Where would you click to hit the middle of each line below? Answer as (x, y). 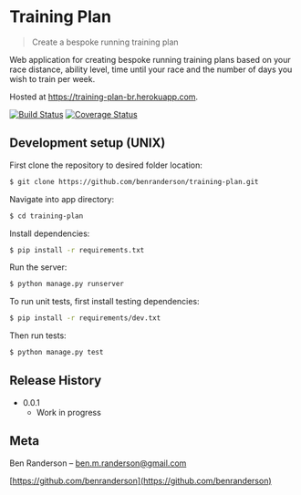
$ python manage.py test (57, 353)
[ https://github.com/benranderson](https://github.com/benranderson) (140, 480)
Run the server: (38, 267)
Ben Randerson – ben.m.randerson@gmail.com (98, 463)
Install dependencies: (50, 233)
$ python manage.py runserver (67, 284)
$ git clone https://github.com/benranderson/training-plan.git (134, 181)
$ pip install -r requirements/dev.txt (85, 318)
